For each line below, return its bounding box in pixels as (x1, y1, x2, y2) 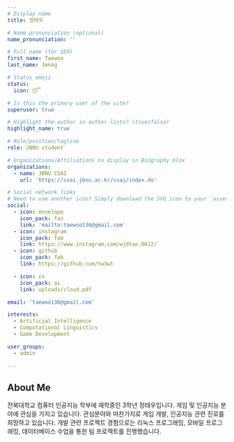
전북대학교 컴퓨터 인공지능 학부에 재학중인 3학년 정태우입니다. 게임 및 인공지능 (7, 401, 219, 409)
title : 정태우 (7, 17, 44, 24)
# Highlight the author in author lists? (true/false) (7, 119, 170, 126)
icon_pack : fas (19, 214, 64, 222)
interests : (7, 311, 39, 318)
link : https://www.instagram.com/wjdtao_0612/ (19, 241, 157, 248)
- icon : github (13, 247, 58, 255)
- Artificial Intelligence (13, 318, 92, 325)
